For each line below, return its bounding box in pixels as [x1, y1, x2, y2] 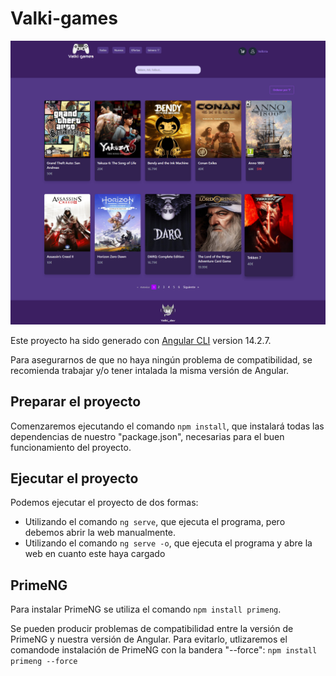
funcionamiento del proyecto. [10, 441, 132, 453]
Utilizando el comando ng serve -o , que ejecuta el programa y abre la [24, 537, 313, 549]
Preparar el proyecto [10, 393, 142, 411]
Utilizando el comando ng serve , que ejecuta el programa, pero [24, 516, 286, 528]
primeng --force [10, 657, 78, 667]
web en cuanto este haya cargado [24, 548, 166, 560]
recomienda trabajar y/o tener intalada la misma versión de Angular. [10, 364, 290, 376]
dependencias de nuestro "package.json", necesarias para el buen [10, 430, 285, 442]
